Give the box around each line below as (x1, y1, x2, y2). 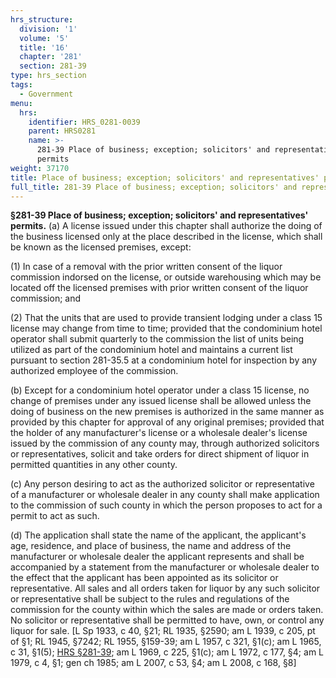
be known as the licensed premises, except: (10, 241, 192, 253)
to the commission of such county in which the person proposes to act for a (10, 499, 323, 511)
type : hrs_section (10, 71, 87, 81)
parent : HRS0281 (28, 126, 97, 136)
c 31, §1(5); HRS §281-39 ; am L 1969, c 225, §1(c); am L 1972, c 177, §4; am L (10, 646, 325, 658)
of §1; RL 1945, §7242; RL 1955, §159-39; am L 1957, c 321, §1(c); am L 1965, (10, 636, 322, 648)
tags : (10, 80, 33, 90)
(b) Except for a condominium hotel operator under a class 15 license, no (10, 384, 310, 396)
